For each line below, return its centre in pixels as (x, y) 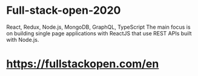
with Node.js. (23, 39)
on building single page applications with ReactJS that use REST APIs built (99, 33)
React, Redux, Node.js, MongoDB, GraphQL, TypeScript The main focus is (98, 27)
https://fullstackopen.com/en (83, 64)
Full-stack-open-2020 (64, 10)
